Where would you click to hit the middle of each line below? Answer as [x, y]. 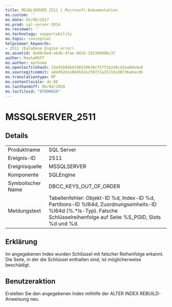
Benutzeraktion [30, 281]
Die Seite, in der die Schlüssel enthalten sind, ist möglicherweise [73, 260]
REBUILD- [150, 294]
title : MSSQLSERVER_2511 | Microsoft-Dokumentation [61, 10]
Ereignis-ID [22, 158]
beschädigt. [18, 265]
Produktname [24, 150]
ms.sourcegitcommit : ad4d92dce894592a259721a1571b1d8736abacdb [74, 73]
